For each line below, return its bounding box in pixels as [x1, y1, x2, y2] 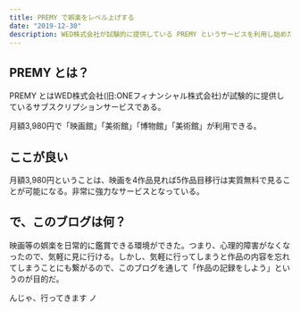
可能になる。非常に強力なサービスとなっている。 [24, 186, 204, 197]
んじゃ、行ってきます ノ [9, 292, 97, 303]
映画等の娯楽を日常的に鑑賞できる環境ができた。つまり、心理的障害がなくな [9, 240, 291, 250]
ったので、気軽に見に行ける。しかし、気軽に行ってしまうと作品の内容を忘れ [9, 251, 290, 262]
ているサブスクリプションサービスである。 [9, 102, 166, 113]
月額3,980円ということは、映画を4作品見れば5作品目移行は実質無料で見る [9, 175, 283, 185]
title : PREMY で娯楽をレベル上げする [9, 13, 135, 22]
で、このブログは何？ [9, 214, 127, 230]
